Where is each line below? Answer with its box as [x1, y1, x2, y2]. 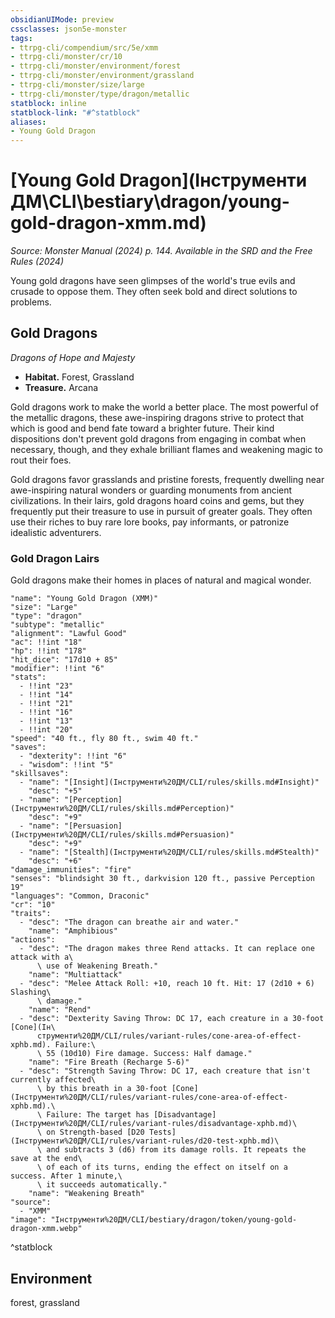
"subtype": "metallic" [10, 620, 105, 630]
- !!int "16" [19, 707, 74, 718]
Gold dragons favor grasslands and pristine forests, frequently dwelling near [10, 473, 325, 485]
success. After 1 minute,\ [10, 1171, 123, 1181]
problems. [10, 296, 52, 308]
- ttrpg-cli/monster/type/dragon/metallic [10, 89, 190, 99]
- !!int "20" [19, 725, 74, 735]
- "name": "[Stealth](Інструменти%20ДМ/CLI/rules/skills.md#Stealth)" [19, 847, 320, 858]
